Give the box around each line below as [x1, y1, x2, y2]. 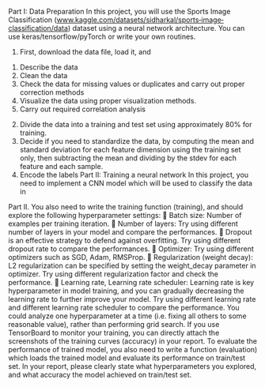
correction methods [19, 88, 85, 97]
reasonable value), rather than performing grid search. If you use [8, 320, 220, 329]
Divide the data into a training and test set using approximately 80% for [19, 120, 252, 129]
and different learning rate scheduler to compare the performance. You [8, 303, 240, 312]
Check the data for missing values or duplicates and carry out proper [19, 79, 245, 88]
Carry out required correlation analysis [19, 104, 146, 114]
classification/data [8, 24, 69, 32]
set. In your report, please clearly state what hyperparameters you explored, [8, 362, 257, 370]
